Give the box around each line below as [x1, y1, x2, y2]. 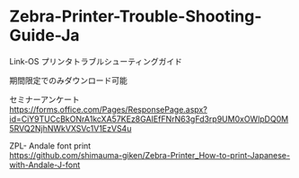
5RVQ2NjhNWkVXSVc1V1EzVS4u [9, 123, 132, 133]
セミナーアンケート [9, 94, 80, 105]
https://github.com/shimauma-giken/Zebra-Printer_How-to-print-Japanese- [9, 149, 290, 160]
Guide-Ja [9, 25, 80, 46]
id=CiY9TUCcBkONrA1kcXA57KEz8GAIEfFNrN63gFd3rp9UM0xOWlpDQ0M [9, 114, 289, 124]
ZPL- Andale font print [9, 140, 92, 151]
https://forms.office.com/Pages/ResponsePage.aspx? [9, 104, 208, 114]
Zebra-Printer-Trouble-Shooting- [9, 6, 262, 27]
